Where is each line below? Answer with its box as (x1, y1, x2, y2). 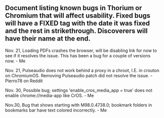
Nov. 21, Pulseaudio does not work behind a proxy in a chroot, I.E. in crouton (5, 67, 160, 73)
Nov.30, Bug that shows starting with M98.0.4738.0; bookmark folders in (5, 102, 152, 108)
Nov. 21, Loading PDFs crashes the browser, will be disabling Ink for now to (5, 47, 157, 53)
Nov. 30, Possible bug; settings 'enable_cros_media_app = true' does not (5, 87, 153, 93)
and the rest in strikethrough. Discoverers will (5, 27, 148, 35)
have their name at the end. (5, 34, 91, 43)
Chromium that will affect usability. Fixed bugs (5, 12, 151, 20)
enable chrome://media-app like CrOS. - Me (5, 93, 94, 98)
